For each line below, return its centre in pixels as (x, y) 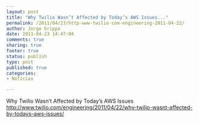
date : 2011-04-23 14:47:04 (40, 34)
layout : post (23, 12)
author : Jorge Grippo (33, 28)
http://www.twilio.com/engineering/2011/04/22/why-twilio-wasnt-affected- (99, 107)
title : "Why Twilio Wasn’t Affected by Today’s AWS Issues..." (87, 17)
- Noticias (20, 79)
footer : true (23, 51)
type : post (20, 62)
